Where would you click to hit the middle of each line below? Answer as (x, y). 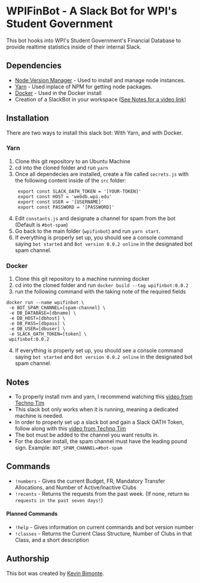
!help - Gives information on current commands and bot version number (104, 527)
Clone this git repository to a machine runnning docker (82, 279)
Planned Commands (32, 514)
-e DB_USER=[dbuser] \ (37, 329)
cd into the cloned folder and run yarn (61, 168)
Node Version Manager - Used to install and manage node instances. (100, 80)
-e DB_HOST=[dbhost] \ (37, 319)
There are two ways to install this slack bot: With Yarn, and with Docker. (95, 133)
